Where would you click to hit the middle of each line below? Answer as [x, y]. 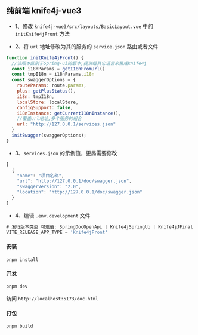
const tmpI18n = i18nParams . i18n [53, 74]
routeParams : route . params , [52, 85]
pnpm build [20, 326]
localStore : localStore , [48, 102]
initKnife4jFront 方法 [42, 33]
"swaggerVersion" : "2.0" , [49, 187]
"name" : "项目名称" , [41, 176]
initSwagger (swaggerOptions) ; [49, 136]
